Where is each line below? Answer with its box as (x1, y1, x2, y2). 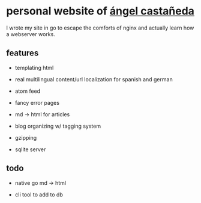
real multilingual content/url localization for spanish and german (14, 75, 173, 83)
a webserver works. (6, 30, 55, 37)
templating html (14, 64, 54, 71)
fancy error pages (14, 99, 60, 106)
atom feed (14, 87, 41, 95)
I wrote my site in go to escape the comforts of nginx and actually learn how (6, 24, 194, 31)
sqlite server (14, 146, 46, 153)
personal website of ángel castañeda (6, 4, 195, 18)
